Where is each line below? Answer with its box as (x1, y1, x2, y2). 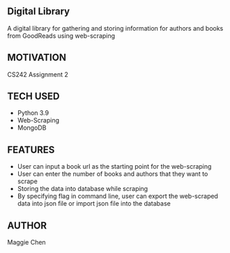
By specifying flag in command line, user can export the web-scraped (17, 192, 218, 201)
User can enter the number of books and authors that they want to (17, 170, 208, 178)
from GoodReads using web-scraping (7, 31, 116, 40)
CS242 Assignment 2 (7, 70, 68, 79)
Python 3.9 (17, 109, 49, 117)
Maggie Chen (7, 238, 47, 247)
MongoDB (17, 123, 47, 132)
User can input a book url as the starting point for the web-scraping (17, 162, 212, 171)
